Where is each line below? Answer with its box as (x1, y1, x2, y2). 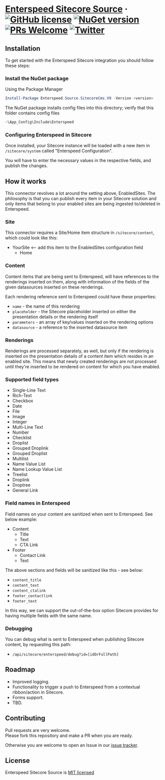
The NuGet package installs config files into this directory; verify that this (5, 105, 154, 111)
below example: (5, 516, 38, 522)
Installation (5, 44, 41, 53)
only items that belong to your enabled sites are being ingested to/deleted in (5, 201, 161, 207)
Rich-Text (12, 392, 32, 398)
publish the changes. (5, 163, 48, 169)
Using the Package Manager (5, 86, 63, 92)
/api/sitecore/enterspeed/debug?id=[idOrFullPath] (12, 652, 119, 657)
